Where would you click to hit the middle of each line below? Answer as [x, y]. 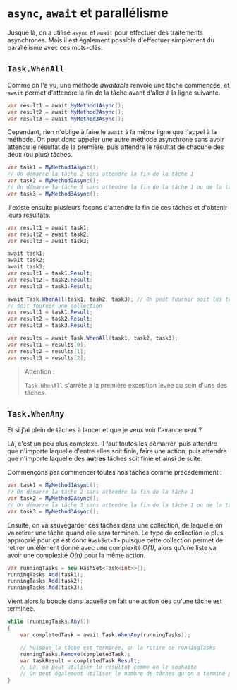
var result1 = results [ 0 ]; [47, 345]
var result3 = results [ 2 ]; [47, 358]
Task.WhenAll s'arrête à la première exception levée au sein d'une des [126, 385]
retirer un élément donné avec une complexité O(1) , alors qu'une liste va [112, 547]
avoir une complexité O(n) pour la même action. [77, 555]
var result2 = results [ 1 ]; [47, 351]
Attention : [39, 371]
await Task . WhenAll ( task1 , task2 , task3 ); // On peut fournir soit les [115, 299]
